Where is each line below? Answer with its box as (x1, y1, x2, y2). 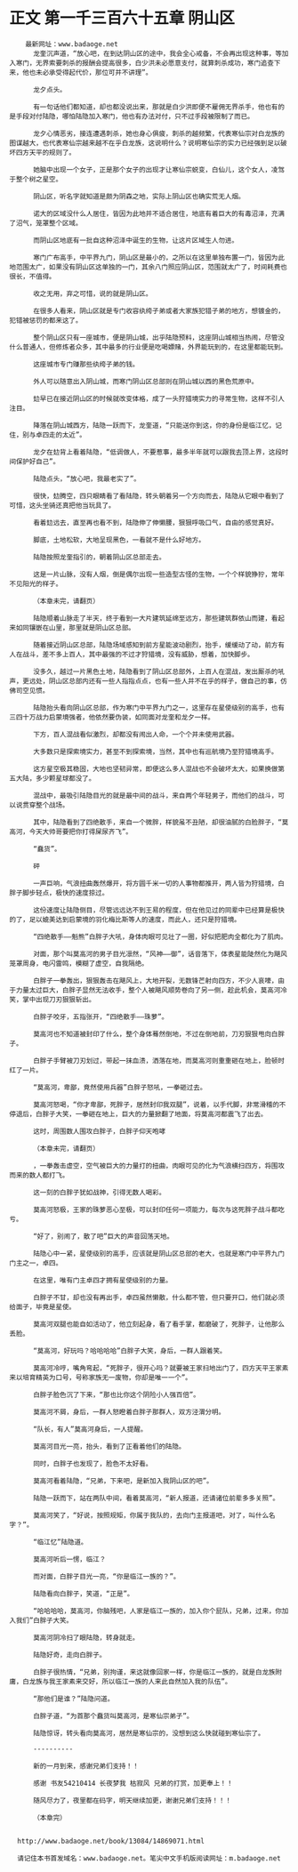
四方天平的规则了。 (15, 148, 76, 157)
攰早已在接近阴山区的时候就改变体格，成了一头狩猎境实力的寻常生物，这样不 (32, 394, 272, 403)
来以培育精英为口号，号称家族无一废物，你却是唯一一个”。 (9, 1373, 193, 1382)
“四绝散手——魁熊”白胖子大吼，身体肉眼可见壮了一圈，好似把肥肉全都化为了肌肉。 (32, 932, 287, 941)
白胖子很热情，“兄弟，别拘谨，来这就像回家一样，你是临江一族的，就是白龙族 (32, 1667, 276, 1676)
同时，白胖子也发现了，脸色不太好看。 (32, 1459, 153, 1468)
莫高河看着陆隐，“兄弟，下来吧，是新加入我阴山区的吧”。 (32, 1476, 213, 1485)
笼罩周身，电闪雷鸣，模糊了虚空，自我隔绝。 (9, 959, 149, 968)
